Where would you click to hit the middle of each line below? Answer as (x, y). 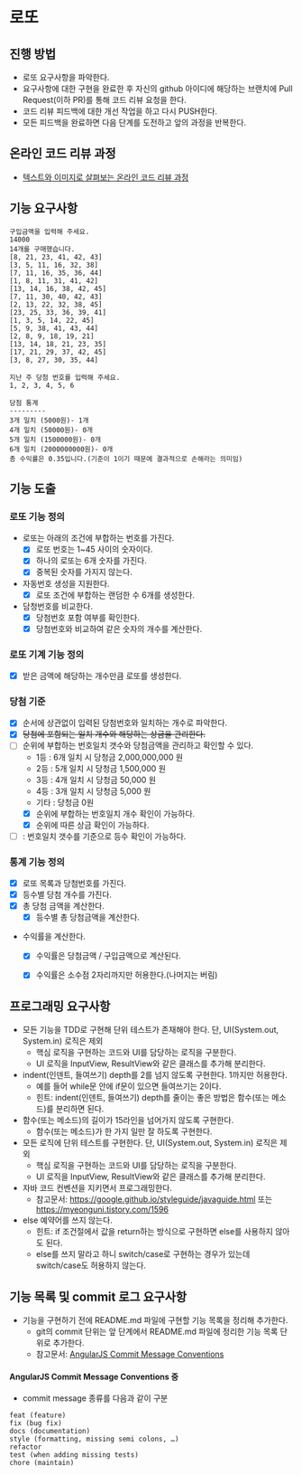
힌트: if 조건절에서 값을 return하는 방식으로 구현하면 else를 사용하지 (154, 1232)
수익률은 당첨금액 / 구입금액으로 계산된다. (109, 956)
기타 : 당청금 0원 (65, 802)
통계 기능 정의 (37, 862)
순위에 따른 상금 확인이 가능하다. (92, 825)
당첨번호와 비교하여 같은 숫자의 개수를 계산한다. (119, 629)
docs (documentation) (50, 1432)
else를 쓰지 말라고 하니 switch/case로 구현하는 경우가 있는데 (143, 1254)
